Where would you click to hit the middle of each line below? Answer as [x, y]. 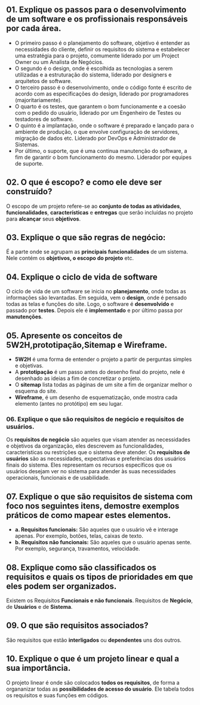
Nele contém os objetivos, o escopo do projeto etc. [70, 258]
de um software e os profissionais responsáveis [97, 19]
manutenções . [24, 317]
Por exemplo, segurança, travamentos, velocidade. [77, 548]
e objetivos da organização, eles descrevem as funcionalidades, [85, 446]
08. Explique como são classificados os [81, 567]
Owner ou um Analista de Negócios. [59, 62]
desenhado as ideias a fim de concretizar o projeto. [78, 378]
